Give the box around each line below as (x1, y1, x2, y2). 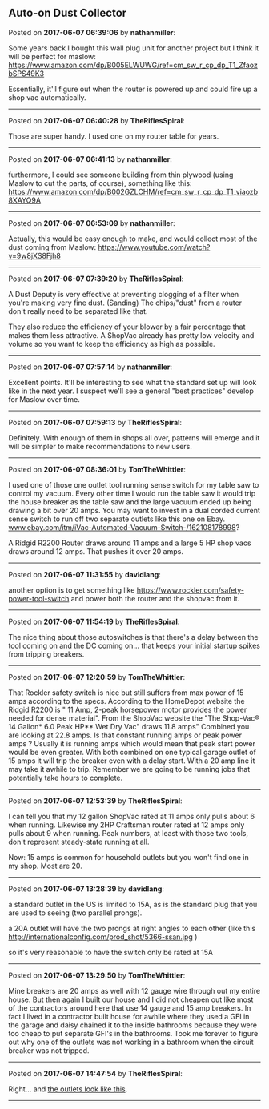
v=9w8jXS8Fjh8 (8, 251, 62, 260)
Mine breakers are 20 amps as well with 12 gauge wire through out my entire (8, 986, 261, 995)
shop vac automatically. (8, 92, 86, 102)
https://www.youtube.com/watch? (98, 242, 211, 251)
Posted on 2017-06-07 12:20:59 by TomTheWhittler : (8, 672, 186, 681)
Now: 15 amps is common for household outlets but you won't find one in (8, 852, 250, 862)
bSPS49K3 (8, 68, 45, 78)
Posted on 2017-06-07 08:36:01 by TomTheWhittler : (8, 464, 187, 474)
